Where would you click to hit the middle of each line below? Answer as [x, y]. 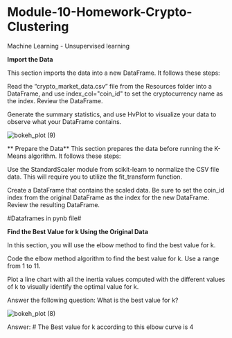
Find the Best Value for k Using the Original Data [78, 231]
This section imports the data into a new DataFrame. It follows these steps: [114, 73]
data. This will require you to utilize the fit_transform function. [95, 177]
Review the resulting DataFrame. [54, 204]
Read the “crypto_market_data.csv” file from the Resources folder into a [110, 86]
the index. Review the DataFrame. [55, 100]
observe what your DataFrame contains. [64, 121]
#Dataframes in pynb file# [44, 218]
